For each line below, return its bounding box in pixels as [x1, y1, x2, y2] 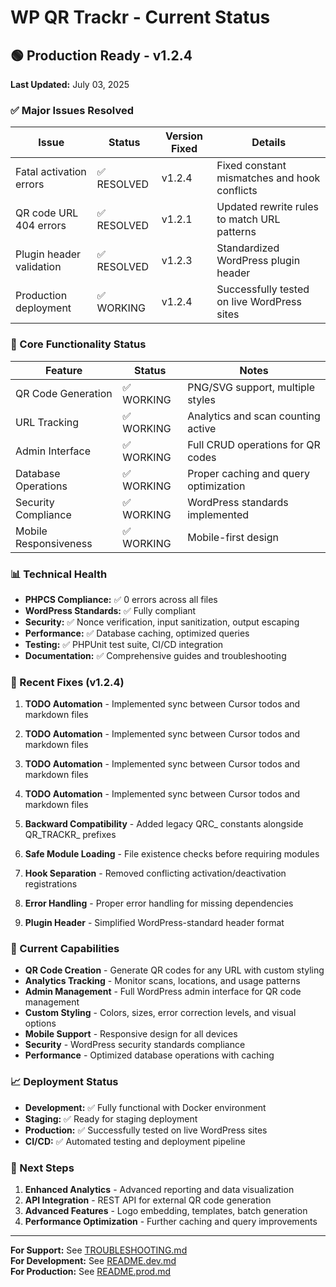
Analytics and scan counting [187, 409, 321, 423]
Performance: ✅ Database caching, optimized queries [24, 627, 250, 639]
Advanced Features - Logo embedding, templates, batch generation [24, 1205, 308, 1217]
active [187, 421, 217, 435]
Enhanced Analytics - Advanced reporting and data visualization [24, 1184, 295, 1196]
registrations [24, 878, 78, 890]
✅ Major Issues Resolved [10, 103, 134, 117]
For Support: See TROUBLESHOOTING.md [10, 1244, 188, 1256]
